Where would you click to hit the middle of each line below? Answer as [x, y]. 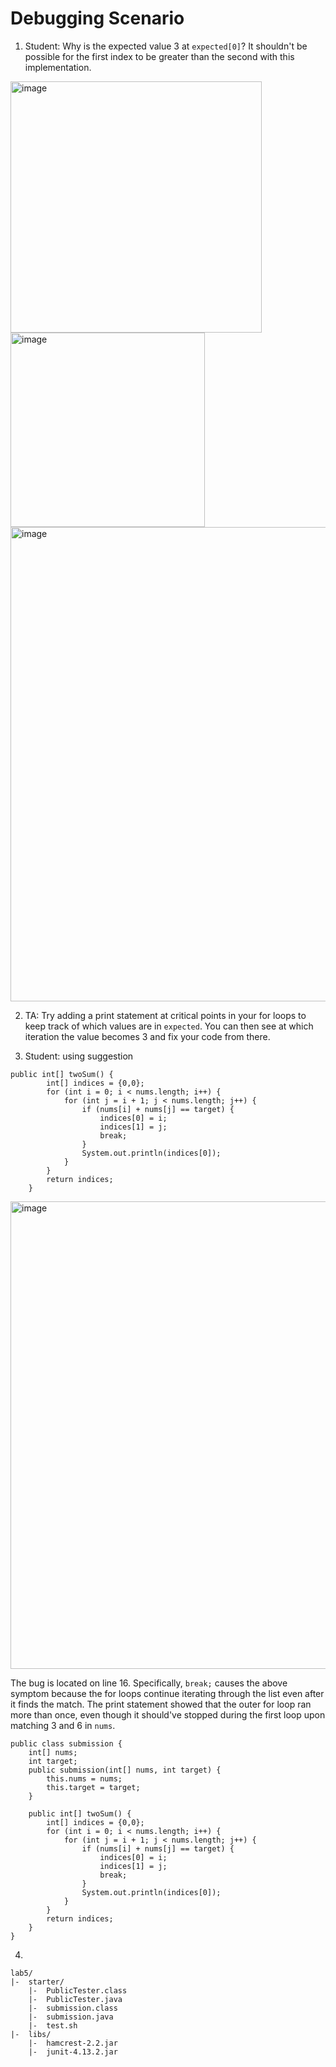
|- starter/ [37, 1982]
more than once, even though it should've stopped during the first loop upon [168, 1714]
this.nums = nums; [84, 1778]
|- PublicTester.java [75, 1999]
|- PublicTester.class [78, 1990]
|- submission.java [71, 2017]
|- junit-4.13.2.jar [73, 2052]
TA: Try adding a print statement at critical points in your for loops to [165, 1015]
